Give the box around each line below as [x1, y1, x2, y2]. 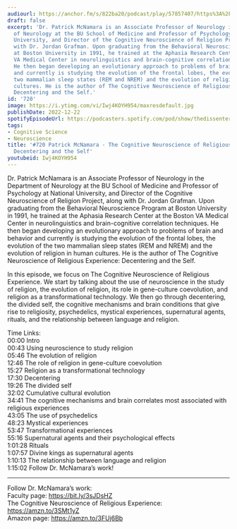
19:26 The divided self [7, 381, 72, 389]
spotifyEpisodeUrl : [7, 115, 65, 122]
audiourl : [7, 10, 37, 18]
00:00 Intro [7, 336, 40, 344]
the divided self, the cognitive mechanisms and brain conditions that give [7, 300, 220, 308]
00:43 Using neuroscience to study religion [7, 343, 133, 352]
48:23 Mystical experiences [7, 418, 89, 427]
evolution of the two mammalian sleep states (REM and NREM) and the [7, 241, 213, 250]
